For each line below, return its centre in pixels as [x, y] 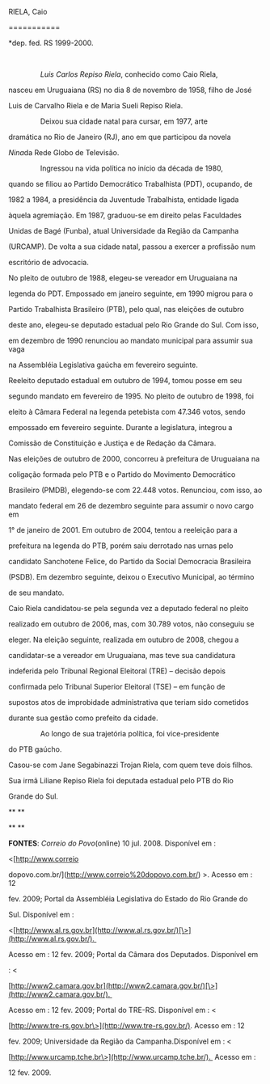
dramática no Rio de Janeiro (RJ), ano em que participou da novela [120, 137]
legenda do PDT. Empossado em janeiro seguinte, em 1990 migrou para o [131, 293]
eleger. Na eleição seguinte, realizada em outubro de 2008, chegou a [124, 639]
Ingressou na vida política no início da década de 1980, [132, 168]
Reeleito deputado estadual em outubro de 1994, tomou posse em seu [125, 380]
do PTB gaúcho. [35, 749]
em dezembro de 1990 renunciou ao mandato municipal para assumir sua [131, 340]
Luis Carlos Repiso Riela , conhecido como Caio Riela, [129, 74]
